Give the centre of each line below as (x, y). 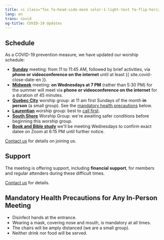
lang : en (14, 14)
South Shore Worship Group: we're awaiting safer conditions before (81, 116)
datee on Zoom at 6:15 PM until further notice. (58, 132)
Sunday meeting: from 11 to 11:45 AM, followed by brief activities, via (81, 69)
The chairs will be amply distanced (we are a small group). (71, 228)
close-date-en (27, 80)
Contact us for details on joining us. (41, 141)
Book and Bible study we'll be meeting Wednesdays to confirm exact (82, 126)
